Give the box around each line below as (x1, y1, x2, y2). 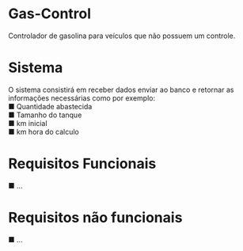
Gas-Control (8, 5, 92, 23)
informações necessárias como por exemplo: (8, 93, 156, 103)
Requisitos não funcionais (8, 209, 183, 226)
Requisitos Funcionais (8, 155, 157, 173)
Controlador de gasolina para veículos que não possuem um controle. (8, 31, 236, 40)
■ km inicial (8, 118, 47, 127)
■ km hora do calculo (8, 127, 79, 136)
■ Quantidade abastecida (8, 101, 93, 111)
